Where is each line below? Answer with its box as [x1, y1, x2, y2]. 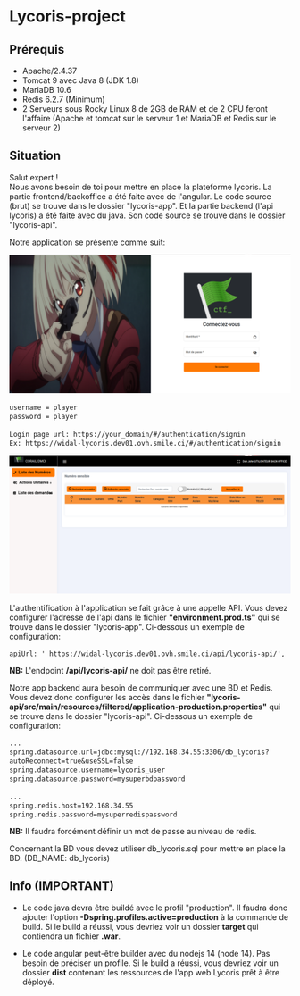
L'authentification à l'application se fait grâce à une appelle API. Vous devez [9, 602, 288, 613]
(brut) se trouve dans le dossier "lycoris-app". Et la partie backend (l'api [9, 200, 274, 211]
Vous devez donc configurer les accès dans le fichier [9, 691, 205, 702]
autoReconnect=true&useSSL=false [9, 757, 134, 766]
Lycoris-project [9, 6, 127, 27]
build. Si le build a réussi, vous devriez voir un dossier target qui [21, 921, 259, 932]
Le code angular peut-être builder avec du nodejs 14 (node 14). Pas [21, 948, 271, 958]
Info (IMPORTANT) [9, 878, 114, 894]
